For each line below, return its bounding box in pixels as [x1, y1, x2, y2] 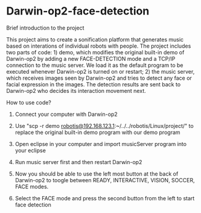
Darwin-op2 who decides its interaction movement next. [6, 87, 146, 94]
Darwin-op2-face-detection [6, 4, 150, 18]
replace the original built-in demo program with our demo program [14, 129, 180, 136]
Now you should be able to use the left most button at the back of [14, 170, 179, 177]
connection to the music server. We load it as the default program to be [6, 62, 183, 69]
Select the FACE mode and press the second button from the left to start [14, 194, 195, 202]
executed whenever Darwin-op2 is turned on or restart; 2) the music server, [6, 68, 195, 75]
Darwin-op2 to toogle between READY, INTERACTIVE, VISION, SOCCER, [14, 176, 195, 183]
